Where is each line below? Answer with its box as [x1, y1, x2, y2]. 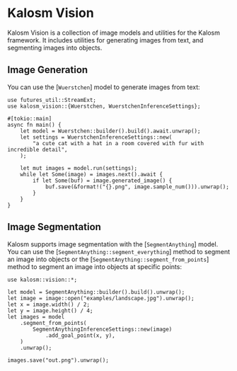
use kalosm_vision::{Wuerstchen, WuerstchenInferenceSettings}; [7, 103, 201, 110]
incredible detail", [7, 146, 69, 153]
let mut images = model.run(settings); [20, 164, 138, 171]
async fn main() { [7, 121, 62, 128]
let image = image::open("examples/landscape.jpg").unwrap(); [7, 295, 195, 302]
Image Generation [7, 64, 88, 76]
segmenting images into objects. [7, 43, 103, 52]
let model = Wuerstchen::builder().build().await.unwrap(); [20, 127, 201, 135]
